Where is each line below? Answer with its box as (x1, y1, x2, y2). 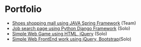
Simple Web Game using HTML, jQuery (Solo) (12, 30, 107, 36)
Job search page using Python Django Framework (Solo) (12, 25, 130, 31)
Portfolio (5, 3, 42, 15)
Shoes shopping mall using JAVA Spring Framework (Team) (12, 20, 136, 26)
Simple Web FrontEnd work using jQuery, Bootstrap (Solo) (12, 36, 132, 42)
